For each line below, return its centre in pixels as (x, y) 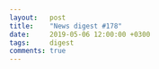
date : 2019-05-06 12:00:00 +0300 (80, 34)
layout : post (38, 17)
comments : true (38, 51)
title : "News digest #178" (66, 26)
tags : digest (42, 43)
